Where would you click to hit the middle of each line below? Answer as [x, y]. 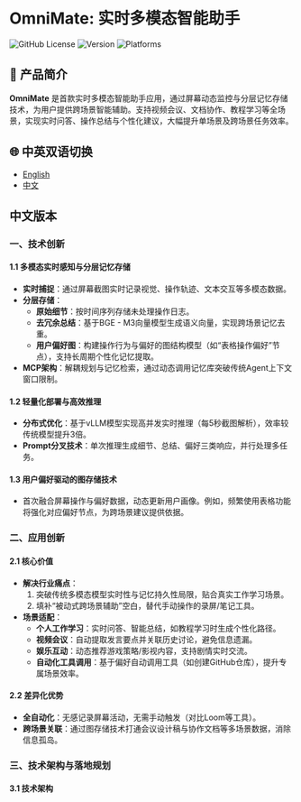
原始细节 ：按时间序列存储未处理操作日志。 [115, 311]
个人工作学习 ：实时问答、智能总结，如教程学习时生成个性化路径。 [158, 628]
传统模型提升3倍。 [57, 435]
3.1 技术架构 [32, 788]
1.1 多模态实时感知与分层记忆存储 [70, 267]
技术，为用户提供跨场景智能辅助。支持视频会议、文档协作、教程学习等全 [143, 109]
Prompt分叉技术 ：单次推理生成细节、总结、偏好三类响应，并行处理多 [151, 446]
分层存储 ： [42, 300]
